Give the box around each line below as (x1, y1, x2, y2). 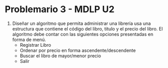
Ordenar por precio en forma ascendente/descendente (19, 47, 136, 53)
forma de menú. (12, 37, 47, 43)
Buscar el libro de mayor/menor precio (19, 52, 101, 59)
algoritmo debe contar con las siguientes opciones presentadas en (12, 31, 154, 37)
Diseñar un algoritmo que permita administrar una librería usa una (12, 20, 151, 26)
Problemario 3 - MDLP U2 (5, 4, 115, 15)
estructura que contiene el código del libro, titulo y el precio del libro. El (12, 25, 163, 31)
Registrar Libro (19, 42, 52, 48)
